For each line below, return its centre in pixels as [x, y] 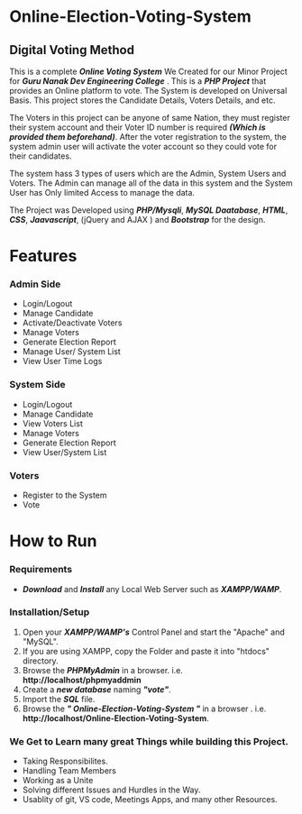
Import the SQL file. [59, 699]
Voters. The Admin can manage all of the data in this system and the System [151, 183]
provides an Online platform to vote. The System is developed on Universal [148, 91]
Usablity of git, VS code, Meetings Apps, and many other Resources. [150, 800]
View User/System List [64, 452]
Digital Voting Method [72, 50]
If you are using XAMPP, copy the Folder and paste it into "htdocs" [146, 651]
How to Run [53, 541]
